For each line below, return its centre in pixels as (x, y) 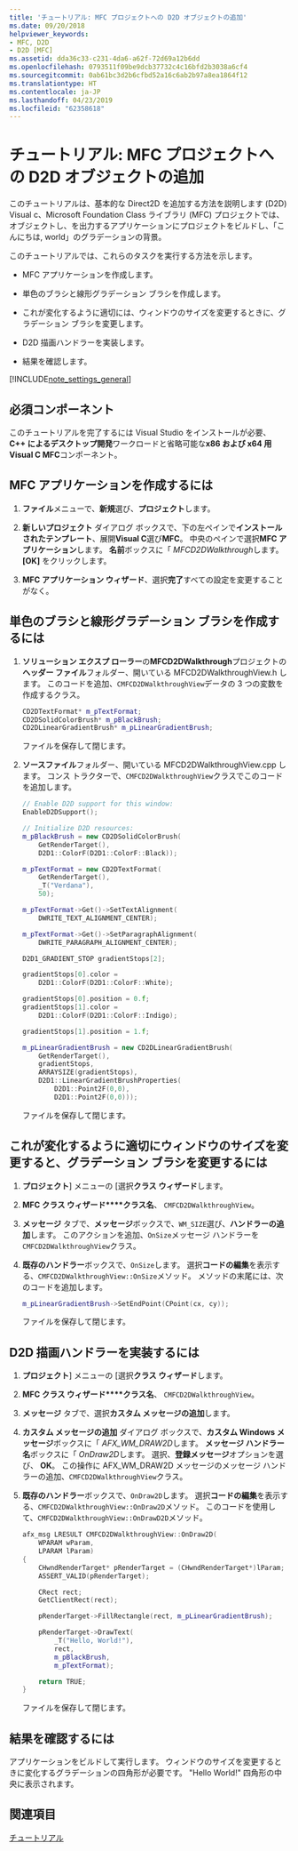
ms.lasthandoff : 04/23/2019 (61, 100)
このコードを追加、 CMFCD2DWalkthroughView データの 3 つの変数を (165, 683)
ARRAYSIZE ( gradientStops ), (88, 1072)
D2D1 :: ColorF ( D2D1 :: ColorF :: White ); (106, 983)
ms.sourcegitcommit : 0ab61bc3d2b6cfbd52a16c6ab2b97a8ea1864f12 (129, 76)
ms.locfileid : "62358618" (57, 108)
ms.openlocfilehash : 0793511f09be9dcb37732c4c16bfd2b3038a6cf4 (129, 68)
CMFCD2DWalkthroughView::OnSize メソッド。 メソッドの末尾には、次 (161, 1276)
